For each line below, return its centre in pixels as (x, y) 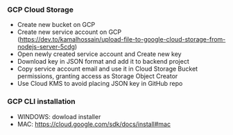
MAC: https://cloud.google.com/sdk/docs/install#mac (94, 124)
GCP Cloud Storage (41, 10)
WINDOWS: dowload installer (59, 116)
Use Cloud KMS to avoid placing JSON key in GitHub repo (100, 84)
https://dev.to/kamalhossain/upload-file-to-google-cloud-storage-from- (123, 39)
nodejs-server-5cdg (46, 47)
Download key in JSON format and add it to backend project (103, 62)
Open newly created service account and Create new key (99, 54)
